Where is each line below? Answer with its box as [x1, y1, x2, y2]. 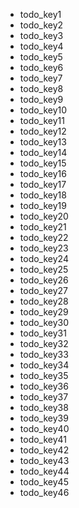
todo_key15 [19, 157, 67, 169]
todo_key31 [19, 327, 67, 339]
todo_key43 [19, 455, 70, 466]
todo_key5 [19, 51, 63, 63]
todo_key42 [19, 444, 70, 456]
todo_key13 [19, 136, 67, 148]
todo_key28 [19, 295, 69, 307]
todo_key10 [19, 104, 68, 116]
